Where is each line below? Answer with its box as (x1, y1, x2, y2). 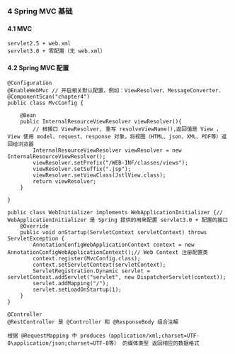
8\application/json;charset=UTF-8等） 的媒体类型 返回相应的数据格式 (7, 340, 200, 347)
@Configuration (7, 79, 52, 87)
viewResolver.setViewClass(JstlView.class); (33, 172, 166, 179)
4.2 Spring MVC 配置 (7, 63, 69, 72)
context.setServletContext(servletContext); (33, 261, 166, 269)
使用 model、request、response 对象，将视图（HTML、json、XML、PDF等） (23, 133, 222, 140)
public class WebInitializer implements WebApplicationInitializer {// (7, 209, 223, 216)
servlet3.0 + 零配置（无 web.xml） (7, 48, 106, 55)
